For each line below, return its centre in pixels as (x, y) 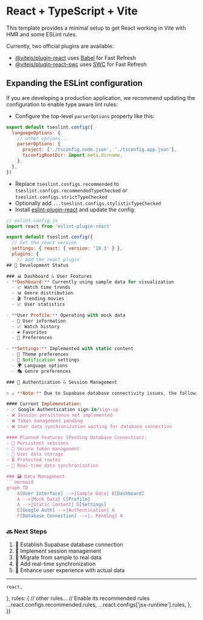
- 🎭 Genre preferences (41, 371)
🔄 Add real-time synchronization (55, 564)
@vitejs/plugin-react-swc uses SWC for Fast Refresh (81, 64)
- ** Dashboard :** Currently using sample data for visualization (90, 282)
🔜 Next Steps (27, 531)
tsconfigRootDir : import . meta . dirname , (72, 156)
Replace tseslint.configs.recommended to (67, 183)
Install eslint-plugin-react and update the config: (75, 209)
